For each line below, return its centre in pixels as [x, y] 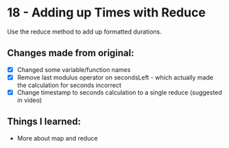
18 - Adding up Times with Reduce [106, 13]
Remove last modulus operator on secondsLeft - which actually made [115, 77]
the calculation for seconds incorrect [69, 85]
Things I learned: [44, 122]
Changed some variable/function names [74, 69]
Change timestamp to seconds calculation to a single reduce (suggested [120, 92]
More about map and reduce [57, 138]
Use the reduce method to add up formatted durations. [85, 32]
